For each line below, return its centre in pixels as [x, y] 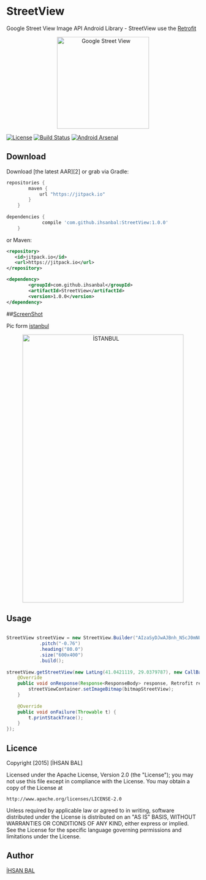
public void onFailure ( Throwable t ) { [67, 712]
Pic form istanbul [28, 325]
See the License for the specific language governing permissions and [94, 830]
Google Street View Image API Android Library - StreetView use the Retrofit [101, 28]
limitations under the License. [44, 836]
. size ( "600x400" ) [61, 655]
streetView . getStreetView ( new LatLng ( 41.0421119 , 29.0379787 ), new [94, 672]
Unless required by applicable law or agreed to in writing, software [90, 810]
